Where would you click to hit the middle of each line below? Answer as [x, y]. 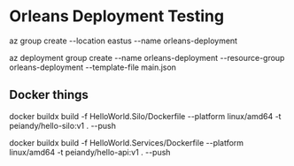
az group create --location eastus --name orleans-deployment [123, 41]
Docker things [49, 95]
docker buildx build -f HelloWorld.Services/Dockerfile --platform [127, 142]
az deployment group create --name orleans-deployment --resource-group [147, 57]
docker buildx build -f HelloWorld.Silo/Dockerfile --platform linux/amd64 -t [145, 116]
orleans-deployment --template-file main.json [93, 67]
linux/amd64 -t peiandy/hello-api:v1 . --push [90, 152]
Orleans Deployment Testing [116, 16]
